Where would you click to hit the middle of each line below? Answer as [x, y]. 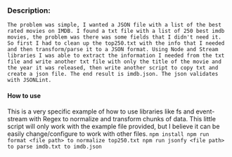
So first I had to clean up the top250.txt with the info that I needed [116, 43]
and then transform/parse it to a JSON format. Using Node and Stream [113, 50]
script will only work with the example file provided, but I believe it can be [114, 126]
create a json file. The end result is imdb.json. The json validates [113, 74]
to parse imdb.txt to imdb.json [54, 146]
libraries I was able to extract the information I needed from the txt [116, 56]
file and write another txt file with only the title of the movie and [114, 62]
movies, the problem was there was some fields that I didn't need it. [114, 37]
